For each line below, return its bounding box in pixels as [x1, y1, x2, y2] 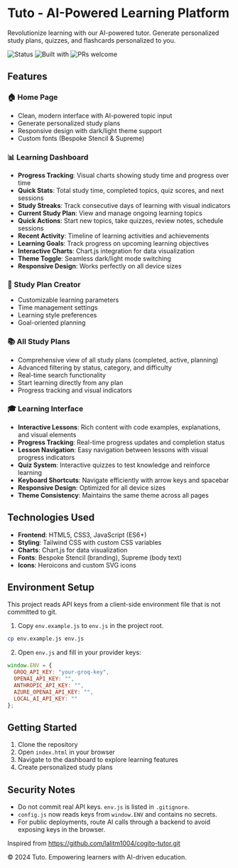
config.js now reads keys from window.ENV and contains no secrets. [17, 810, 217, 819]
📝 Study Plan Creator [7, 279, 81, 289]
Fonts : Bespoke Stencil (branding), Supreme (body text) [17, 553, 183, 562]
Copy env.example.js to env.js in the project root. [17, 622, 164, 630]
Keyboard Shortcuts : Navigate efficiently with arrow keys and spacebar [17, 476, 229, 484]
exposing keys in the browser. [17, 825, 106, 834]
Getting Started [7, 721, 77, 733]
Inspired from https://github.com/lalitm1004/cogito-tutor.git [7, 839, 180, 848]
